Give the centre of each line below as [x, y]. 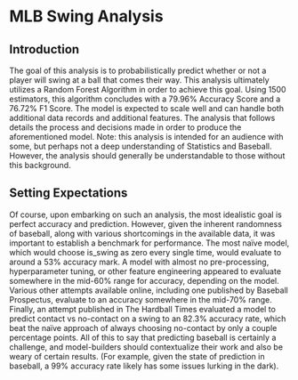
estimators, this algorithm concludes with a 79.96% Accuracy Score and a [145, 99]
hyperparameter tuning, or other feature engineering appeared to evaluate [145, 271]
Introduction [44, 49]
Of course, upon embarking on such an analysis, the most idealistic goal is [145, 214]
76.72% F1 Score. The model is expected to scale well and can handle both [147, 108]
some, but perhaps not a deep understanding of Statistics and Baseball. [141, 146]
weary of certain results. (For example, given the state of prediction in [137, 356]
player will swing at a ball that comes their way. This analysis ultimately [139, 80]
